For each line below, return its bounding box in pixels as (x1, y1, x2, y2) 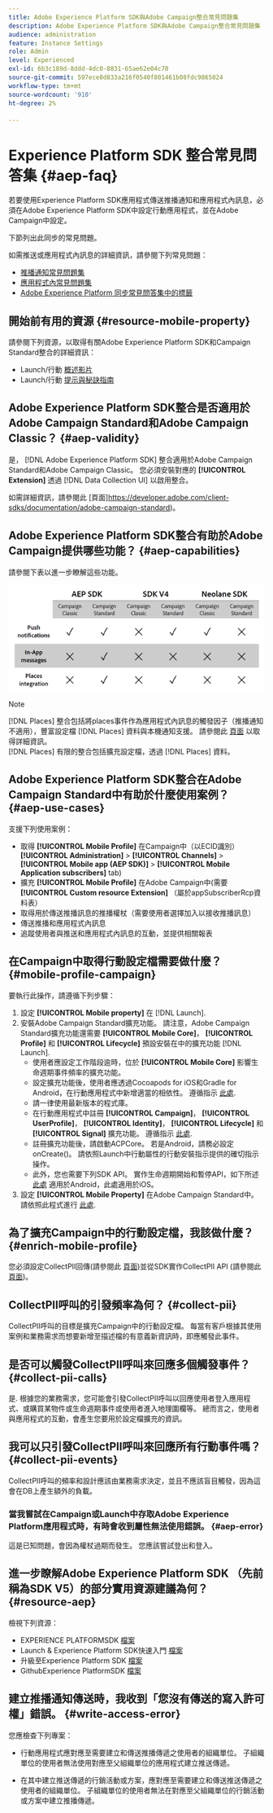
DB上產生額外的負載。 (22, 1485, 97, 1495)
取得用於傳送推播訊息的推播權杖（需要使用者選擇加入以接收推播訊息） (19, 908, 256, 918)
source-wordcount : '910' (8, 90, 93, 99)
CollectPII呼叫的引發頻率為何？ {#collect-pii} (8, 1298, 237, 1312)
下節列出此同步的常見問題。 (8, 233, 102, 243)
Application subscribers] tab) (19, 868, 122, 878)
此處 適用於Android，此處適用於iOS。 (32, 1179, 158, 1189)
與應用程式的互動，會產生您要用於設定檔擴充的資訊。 (8, 1414, 187, 1424)
